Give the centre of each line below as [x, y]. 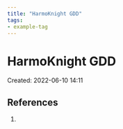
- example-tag [28, 26]
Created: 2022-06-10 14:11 [45, 80]
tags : [15, 20]
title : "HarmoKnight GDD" [44, 14]
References [33, 102]
